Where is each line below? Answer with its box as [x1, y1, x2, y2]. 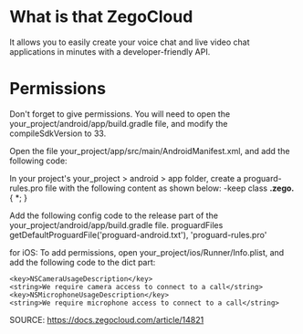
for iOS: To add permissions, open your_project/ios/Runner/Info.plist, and [9, 246, 285, 257]
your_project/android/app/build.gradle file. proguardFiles [9, 219, 224, 230]
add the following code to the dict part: [9, 256, 156, 267]
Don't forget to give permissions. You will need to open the [9, 108, 231, 120]
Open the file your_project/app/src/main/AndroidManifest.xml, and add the [9, 145, 290, 156]
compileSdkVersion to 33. [9, 128, 107, 139]
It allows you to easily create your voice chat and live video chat [9, 37, 250, 47]
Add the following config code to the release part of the [9, 210, 219, 221]
